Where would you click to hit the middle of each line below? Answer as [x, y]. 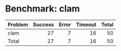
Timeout [86, 24]
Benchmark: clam [42, 9]
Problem [18, 24]
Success [43, 24]
